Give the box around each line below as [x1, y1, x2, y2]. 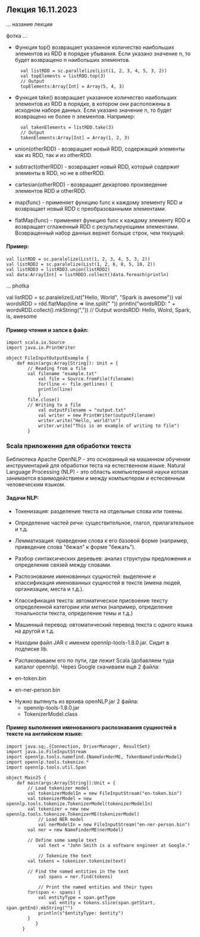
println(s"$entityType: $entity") [37, 910, 124, 916]
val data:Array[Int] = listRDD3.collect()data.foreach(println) [6, 272, 169, 278]
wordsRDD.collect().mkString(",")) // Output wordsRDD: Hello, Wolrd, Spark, [6, 307, 192, 314]
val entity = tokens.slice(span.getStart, [48, 899, 156, 905]
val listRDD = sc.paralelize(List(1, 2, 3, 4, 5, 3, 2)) [6, 256, 151, 263]
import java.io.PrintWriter [6, 345, 76, 351]
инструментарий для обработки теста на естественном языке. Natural [6, 461, 186, 469]
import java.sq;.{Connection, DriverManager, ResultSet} [6, 744, 151, 749]
